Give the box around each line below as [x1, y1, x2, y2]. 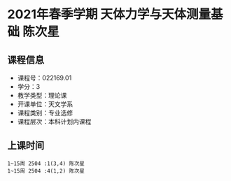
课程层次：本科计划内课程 [17, 117, 92, 126]
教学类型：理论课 [17, 92, 67, 99]
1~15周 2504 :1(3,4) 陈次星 [7, 160, 85, 167]
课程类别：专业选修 [17, 109, 73, 117]
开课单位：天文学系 [17, 100, 73, 108]
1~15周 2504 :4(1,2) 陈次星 [7, 167, 85, 175]
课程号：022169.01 [17, 74, 72, 82]
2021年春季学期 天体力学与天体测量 [7, 6, 211, 22]
